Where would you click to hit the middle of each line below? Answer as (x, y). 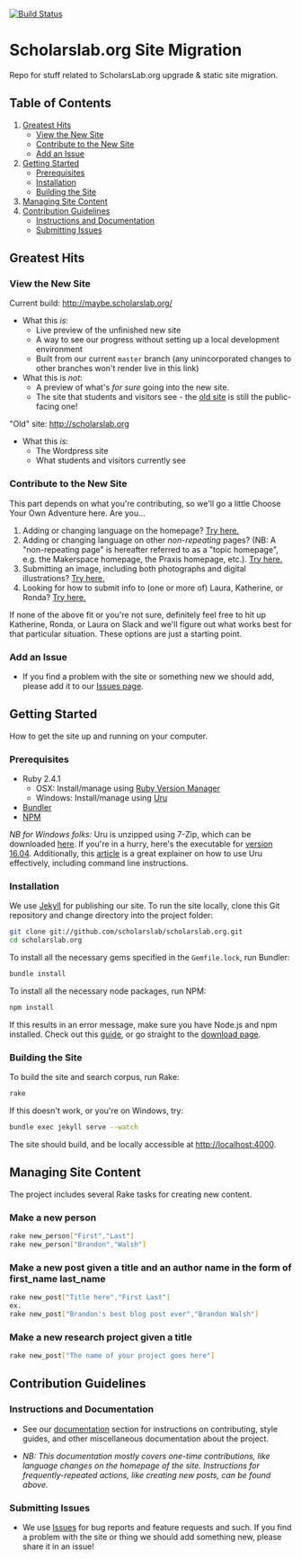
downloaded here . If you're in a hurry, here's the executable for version (141, 844)
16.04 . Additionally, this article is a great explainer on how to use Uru (136, 854)
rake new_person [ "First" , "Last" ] (72, 1236)
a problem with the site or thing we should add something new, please (152, 1537)
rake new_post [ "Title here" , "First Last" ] (90, 1298)
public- (278, 397)
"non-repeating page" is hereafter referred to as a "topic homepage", (150, 549)
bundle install (38, 974)
